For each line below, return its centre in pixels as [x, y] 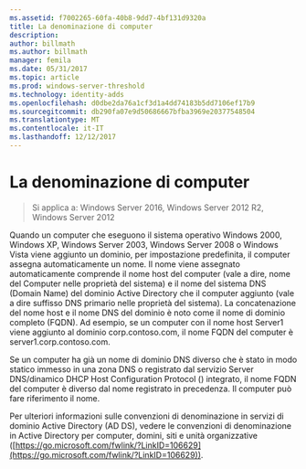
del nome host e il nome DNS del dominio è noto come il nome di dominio [148, 313]
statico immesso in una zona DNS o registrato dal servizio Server [132, 369]
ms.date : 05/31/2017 [49, 69]
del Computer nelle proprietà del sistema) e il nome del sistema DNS [138, 283]
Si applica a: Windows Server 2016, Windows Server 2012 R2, [148, 208]
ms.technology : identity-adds [67, 94]
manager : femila [40, 60]
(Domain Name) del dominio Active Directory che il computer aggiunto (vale [152, 293]
